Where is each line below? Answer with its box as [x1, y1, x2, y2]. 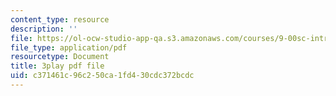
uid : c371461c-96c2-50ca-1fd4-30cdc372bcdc [10, 71, 195, 81]
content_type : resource [10, 14, 110, 25]
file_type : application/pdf [10, 42, 128, 53]
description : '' [10, 24, 78, 34]
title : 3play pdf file [10, 61, 105, 71]
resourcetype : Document [10, 52, 110, 62]
